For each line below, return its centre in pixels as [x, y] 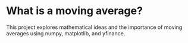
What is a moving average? [74, 11]
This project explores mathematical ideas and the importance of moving [94, 27]
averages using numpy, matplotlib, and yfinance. [66, 33]
